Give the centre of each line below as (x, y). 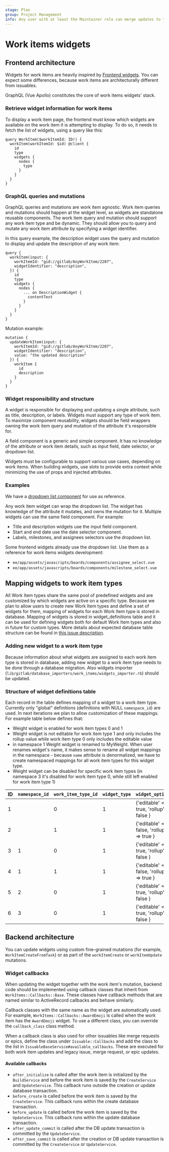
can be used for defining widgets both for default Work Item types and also (83, 622)
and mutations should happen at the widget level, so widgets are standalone (84, 212)
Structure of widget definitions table (51, 691)
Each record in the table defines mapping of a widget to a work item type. (81, 702)
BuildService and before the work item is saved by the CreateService (84, 1080)
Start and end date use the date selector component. (67, 532)
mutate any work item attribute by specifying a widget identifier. (71, 228)
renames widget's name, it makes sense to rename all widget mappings (87, 750)
